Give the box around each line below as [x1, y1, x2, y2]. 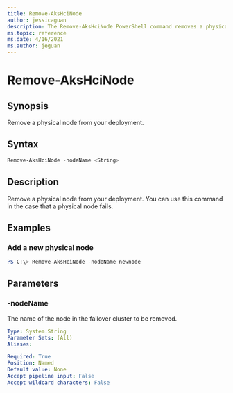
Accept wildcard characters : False [7, 379, 110, 386]
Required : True [7, 353, 51, 360]
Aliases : [7, 341, 33, 348]
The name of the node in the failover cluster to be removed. [7, 314, 178, 323]
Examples [7, 221, 51, 233]
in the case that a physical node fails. [7, 202, 114, 210]
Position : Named [7, 360, 54, 367]
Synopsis [7, 100, 49, 112]
